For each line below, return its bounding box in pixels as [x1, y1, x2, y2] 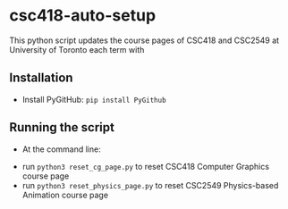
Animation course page [21, 189, 109, 200]
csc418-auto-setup [9, 5, 157, 26]
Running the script [9, 120, 114, 135]
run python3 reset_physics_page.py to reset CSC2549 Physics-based [21, 180, 279, 190]
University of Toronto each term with [9, 44, 145, 54]
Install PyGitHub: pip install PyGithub [21, 94, 167, 104]
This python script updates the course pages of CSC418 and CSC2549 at [9, 35, 280, 46]
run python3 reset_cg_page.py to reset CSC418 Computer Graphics [21, 161, 270, 171]
